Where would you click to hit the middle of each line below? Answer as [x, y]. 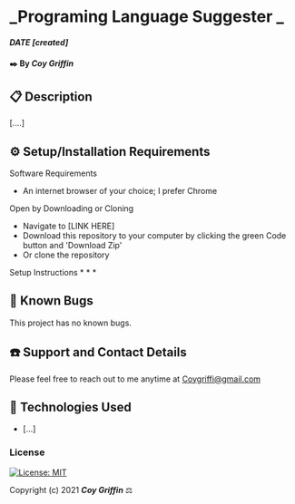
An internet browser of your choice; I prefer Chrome [120, 191]
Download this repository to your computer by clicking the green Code [154, 236]
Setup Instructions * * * [53, 272]
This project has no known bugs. [70, 323]
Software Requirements [54, 173]
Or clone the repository [66, 255]
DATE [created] [39, 42]
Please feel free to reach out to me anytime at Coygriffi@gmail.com [135, 379]
